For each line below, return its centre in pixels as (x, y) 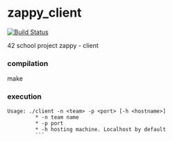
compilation (28, 63)
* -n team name (57, 117)
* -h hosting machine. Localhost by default (101, 129)
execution (24, 97)
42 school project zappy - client (53, 45)
